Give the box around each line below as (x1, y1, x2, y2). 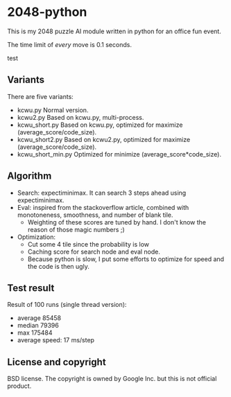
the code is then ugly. (27, 262, 90, 270)
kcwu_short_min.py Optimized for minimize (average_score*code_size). (17, 150, 222, 158)
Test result (7, 282, 55, 294)
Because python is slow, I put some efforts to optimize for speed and (27, 254, 224, 263)
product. (7, 382, 32, 390)
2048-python (7, 4, 87, 20)
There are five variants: (7, 92, 74, 100)
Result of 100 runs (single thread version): (7, 301, 127, 309)
